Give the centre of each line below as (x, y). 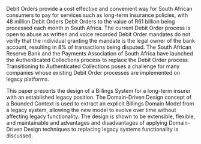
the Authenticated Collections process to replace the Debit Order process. (98, 60)
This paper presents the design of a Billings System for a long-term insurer (98, 91)
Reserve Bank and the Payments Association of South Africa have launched (100, 53)
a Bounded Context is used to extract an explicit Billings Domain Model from (100, 104)
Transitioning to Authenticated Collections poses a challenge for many (93, 66)
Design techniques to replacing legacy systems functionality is (101, 129)
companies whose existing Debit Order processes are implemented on (93, 73)
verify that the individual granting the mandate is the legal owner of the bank (100, 41)
